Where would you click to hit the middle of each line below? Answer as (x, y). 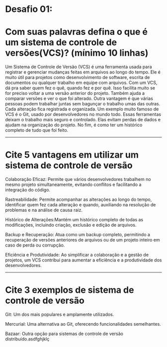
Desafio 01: (29, 9)
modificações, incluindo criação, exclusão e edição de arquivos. (71, 225)
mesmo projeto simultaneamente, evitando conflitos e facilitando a (73, 184)
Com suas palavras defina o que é (77, 32)
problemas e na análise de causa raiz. (44, 210)
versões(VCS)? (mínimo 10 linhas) (77, 53)
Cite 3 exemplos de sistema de (70, 290)
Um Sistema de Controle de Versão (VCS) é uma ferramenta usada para (79, 67)
